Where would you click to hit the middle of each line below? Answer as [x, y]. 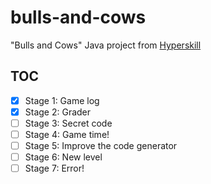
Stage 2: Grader [58, 112]
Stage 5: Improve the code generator [101, 145]
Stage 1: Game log [62, 100]
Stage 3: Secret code [68, 123]
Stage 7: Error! [54, 168]
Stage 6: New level [63, 157]
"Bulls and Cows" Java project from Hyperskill [106, 45]
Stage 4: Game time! [67, 134]
